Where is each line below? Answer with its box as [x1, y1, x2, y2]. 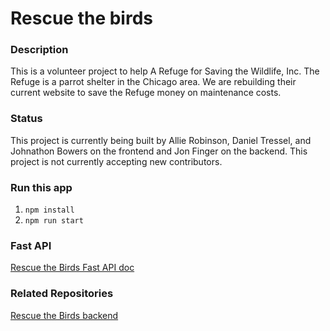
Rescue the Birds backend [10, 309, 119, 321]
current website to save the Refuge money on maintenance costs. [10, 87, 282, 99]
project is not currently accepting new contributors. [10, 155, 223, 167]
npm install [24, 205, 75, 216]
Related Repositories [10, 287, 114, 301]
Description [10, 43, 69, 57]
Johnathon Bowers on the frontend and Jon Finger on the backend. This [10, 145, 308, 157]
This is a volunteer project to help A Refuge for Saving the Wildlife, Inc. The [10, 65, 320, 77]
